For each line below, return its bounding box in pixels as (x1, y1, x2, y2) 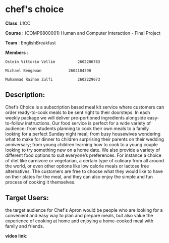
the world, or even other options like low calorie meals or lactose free (5, 163, 149, 169)
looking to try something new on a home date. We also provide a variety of (5, 147, 160, 153)
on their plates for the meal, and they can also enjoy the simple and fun (5, 173, 153, 179)
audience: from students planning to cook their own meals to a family (5, 125, 149, 132)
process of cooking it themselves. (5, 179, 76, 185)
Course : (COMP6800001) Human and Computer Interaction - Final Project (5, 30, 161, 36)
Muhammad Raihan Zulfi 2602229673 (5, 77, 100, 82)
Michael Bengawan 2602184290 (5, 68, 92, 73)
